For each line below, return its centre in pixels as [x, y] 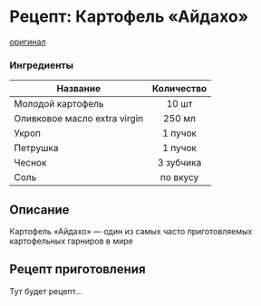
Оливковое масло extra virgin [78, 119]
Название [79, 89]
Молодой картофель [59, 104]
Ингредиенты [42, 65]
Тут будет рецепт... [46, 291]
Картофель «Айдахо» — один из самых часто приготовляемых [131, 232]
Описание [39, 210]
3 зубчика [179, 163]
